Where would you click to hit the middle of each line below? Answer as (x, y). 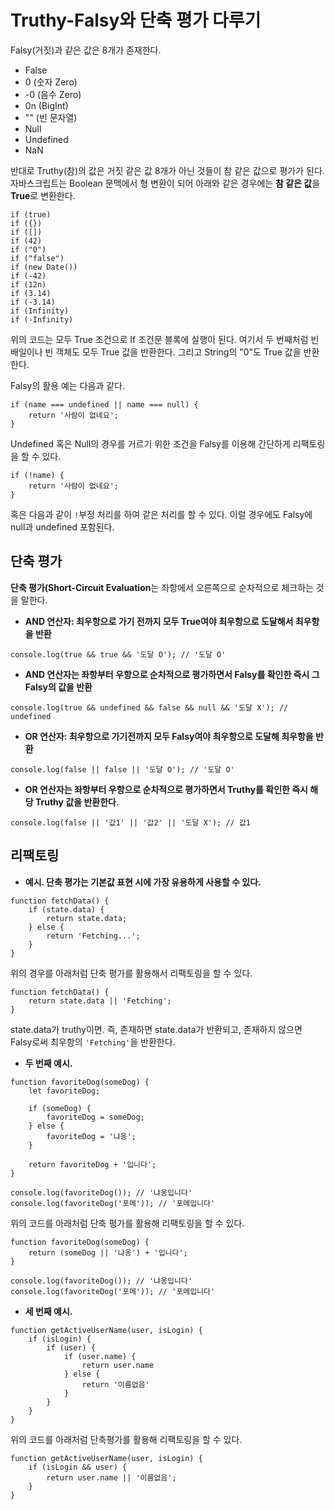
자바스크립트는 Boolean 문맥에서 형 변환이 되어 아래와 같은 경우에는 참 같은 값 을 (165, 183)
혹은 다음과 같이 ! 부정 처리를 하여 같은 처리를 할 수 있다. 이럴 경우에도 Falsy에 (161, 514)
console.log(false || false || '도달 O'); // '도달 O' (122, 769)
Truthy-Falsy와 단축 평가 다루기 (136, 20)
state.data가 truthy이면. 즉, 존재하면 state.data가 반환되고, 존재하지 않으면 (156, 1029)
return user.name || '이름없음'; (111, 1477)
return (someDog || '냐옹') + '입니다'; (108, 1252)
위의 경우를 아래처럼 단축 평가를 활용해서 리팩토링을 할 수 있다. (131, 973)
